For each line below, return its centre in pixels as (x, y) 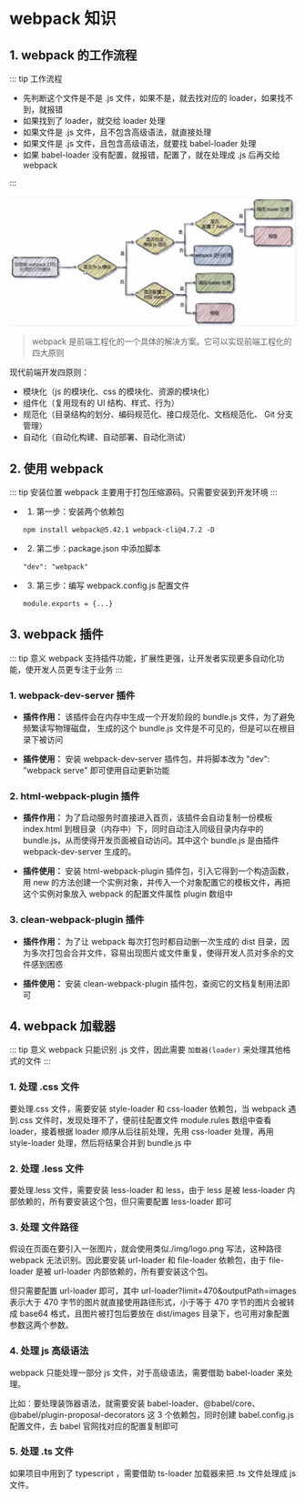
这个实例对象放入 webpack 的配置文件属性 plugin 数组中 (128, 894)
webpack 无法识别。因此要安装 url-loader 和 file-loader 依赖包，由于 (138, 1260)
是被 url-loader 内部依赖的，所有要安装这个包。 (124, 1271)
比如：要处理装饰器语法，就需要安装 (77, 1403)
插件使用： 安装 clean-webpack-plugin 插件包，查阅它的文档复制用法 (152, 983)
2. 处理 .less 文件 (47, 1169)
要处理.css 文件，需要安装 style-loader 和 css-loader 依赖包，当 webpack (148, 1108)
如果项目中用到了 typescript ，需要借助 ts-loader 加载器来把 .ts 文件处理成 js (153, 1473)
